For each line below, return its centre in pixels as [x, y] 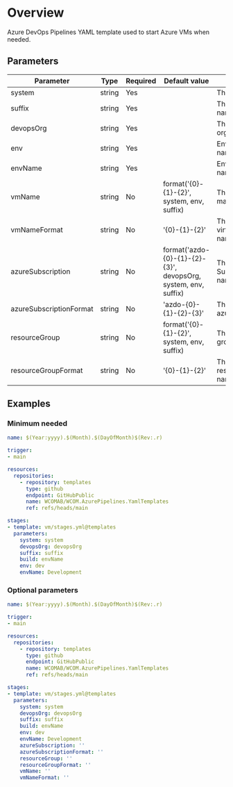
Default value [187, 81]
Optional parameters [43, 590]
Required [141, 81]
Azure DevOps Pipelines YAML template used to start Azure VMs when [109, 32]
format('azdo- [186, 249]
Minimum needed [37, 424]
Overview [36, 13]
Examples [29, 404]
